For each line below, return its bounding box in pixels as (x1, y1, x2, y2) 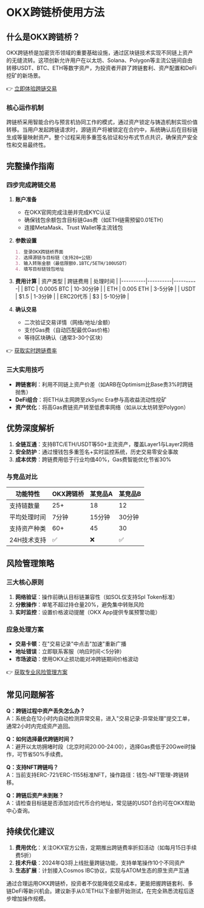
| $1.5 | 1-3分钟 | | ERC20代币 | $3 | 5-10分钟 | (15, 293, 129, 300)
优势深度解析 (6, 423, 55, 433)
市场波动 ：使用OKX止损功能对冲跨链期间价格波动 (15, 655, 138, 662)
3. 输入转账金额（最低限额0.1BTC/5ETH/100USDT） (15, 260, 129, 266)
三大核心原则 (6, 578, 44, 587)
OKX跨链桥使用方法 (6, 5, 105, 20)
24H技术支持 (9, 536, 47, 544)
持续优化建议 (6, 826, 55, 837)
